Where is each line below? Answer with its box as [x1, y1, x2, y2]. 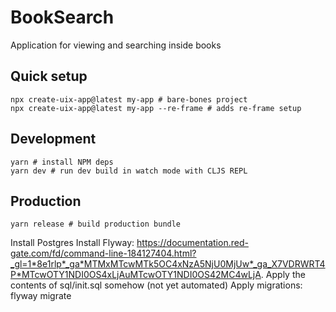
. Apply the [260, 269, 306, 281]
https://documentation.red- [136, 237, 249, 249]
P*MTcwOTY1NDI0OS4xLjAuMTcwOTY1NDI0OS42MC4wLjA [10, 269, 262, 281]
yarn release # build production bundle [10, 219, 182, 230]
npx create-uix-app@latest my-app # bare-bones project [10, 94, 248, 105]
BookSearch [10, 6, 115, 29]
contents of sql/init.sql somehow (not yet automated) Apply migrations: [10, 279, 303, 291]
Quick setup [10, 68, 88, 85]
